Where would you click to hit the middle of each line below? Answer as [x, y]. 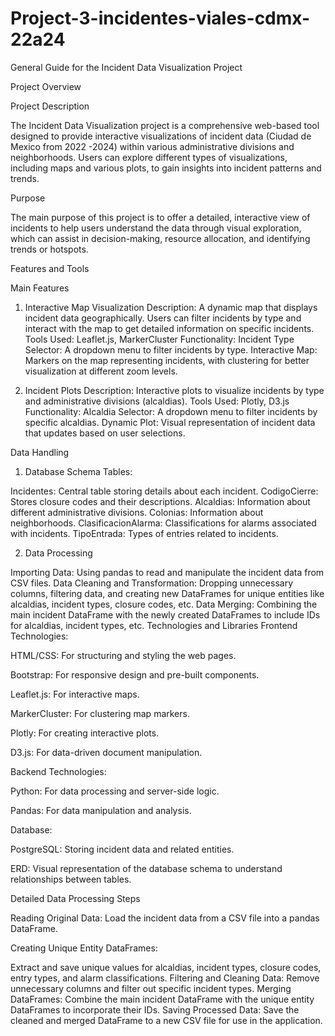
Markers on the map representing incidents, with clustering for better [167, 360]
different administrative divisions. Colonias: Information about [137, 512]
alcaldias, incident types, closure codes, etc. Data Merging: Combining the [164, 604]
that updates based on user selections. [105, 433]
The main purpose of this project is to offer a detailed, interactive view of [160, 217]
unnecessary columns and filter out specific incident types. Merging [151, 988]
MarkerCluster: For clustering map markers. [100, 713]
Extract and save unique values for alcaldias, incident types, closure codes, [166, 967]
